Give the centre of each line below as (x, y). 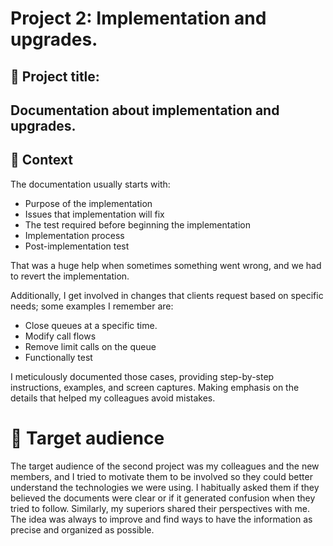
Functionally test (58, 357)
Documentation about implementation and (145, 110)
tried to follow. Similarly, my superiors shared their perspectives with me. (160, 508)
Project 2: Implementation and (138, 18)
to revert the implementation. (70, 276)
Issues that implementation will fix (94, 214)
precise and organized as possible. (82, 529)
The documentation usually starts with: (90, 184)
